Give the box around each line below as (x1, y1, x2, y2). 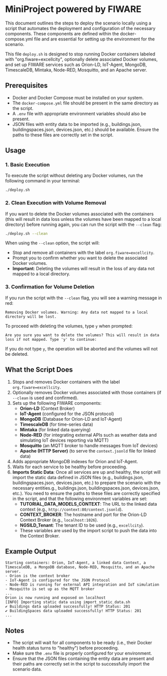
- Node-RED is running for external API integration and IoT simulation (5, 582, 160, 588)
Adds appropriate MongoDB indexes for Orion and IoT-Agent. (12, 458, 138, 464)
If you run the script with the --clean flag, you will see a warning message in (5, 295, 162, 301)
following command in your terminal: (5, 178, 80, 184)
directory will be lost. (5, 314, 57, 319)
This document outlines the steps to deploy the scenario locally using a (5, 20, 152, 26)
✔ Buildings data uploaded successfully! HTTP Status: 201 (5, 604, 131, 609)
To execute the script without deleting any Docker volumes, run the (5, 172, 143, 178)
